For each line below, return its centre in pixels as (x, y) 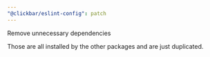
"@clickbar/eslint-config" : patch (57, 13)
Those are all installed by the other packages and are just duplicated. (105, 46)
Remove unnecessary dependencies (59, 33)
